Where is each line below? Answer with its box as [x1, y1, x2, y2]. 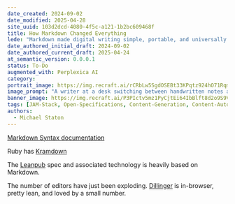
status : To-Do [7, 62, 49, 69]
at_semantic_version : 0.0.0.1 [7, 56, 96, 63]
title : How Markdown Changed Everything [7, 29, 127, 37]
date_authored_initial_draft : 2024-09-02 [7, 43, 130, 50]
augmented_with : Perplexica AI [7, 68, 99, 75]
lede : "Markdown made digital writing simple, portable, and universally [7, 36, 227, 43]
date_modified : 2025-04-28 [7, 17, 86, 24]
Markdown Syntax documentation [7, 133, 105, 142]
